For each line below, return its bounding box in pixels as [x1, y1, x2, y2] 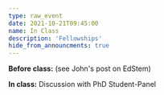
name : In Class [8, 27, 59, 35]
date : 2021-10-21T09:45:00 [8, 19, 99, 27]
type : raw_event [8, 11, 63, 20]
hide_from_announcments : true [8, 42, 110, 50]
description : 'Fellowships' [8, 34, 103, 43]
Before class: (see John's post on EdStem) [8, 64, 151, 73]
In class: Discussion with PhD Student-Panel [8, 80, 157, 89]
